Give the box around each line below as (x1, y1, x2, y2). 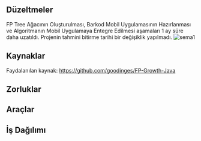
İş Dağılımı (6, 125, 46, 135)
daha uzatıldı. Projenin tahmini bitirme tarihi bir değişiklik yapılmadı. (6, 33, 173, 41)
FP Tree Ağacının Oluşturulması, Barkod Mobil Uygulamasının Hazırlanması (6, 20, 191, 28)
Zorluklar (6, 84, 42, 95)
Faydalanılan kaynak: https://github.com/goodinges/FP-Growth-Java (6, 67, 176, 74)
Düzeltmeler (6, 5, 53, 15)
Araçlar (6, 104, 35, 115)
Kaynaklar (6, 51, 46, 61)
